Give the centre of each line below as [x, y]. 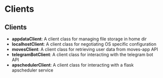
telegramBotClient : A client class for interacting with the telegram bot [82, 54]
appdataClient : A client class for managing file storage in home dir [79, 39]
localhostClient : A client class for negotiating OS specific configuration [84, 44]
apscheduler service [32, 70]
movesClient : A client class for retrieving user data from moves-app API [85, 49]
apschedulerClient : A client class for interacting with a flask [73, 65]
